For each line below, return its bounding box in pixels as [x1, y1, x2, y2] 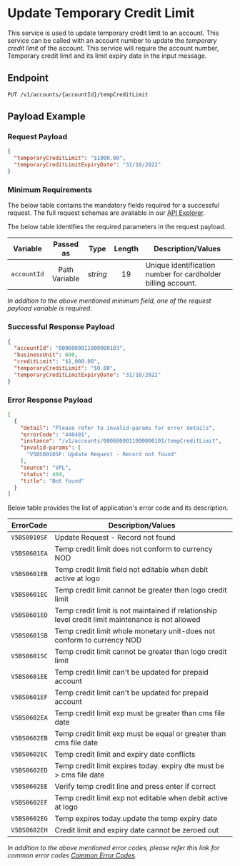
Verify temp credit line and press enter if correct [54, 782, 216, 792]
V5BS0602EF [11, 798, 48, 807]
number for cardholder [145, 269, 221, 279]
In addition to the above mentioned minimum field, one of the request [7, 296, 211, 305]
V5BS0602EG [11, 815, 48, 822]
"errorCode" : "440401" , [20, 431, 91, 438]
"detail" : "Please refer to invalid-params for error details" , [20, 424, 216, 431]
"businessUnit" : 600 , [14, 351, 79, 358]
